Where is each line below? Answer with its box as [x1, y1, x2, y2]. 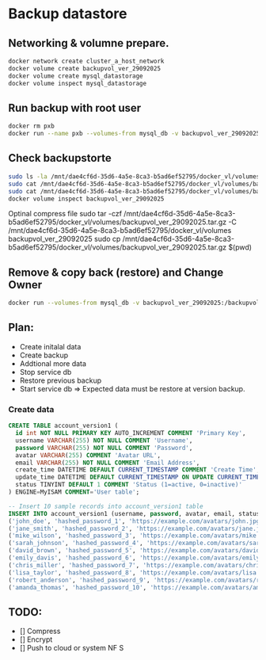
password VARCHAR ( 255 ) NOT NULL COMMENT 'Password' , [15, 444, 193, 452]
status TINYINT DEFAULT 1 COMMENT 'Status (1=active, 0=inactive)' [15, 481, 243, 489]
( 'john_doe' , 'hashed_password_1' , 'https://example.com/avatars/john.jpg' [8, 517, 264, 525]
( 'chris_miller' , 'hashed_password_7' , [8, 561, 140, 569]
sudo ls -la [8, 172, 47, 181]
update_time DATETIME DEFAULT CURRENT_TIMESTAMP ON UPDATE [15, 473, 215, 482]
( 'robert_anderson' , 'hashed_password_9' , [8, 576, 150, 584]
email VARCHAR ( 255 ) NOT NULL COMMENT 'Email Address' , [15, 459, 200, 467]
